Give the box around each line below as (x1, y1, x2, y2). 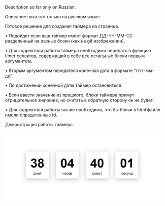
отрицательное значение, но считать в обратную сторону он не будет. (5, 97, 154, 103)
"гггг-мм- (133, 68, 154, 73)
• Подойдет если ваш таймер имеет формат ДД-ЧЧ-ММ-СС (5, 33, 133, 38)
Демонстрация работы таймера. (5, 122, 74, 127)
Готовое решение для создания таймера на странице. (5, 23, 120, 29)
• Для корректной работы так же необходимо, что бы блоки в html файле (5, 107, 161, 112)
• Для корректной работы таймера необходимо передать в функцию (5, 48, 151, 53)
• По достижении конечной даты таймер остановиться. (5, 82, 123, 88)
